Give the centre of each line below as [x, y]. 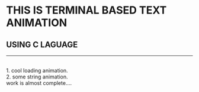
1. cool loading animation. [37, 70]
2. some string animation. [37, 77]
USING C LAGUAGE [42, 45]
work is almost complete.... [39, 83]
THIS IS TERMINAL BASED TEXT [86, 10]
